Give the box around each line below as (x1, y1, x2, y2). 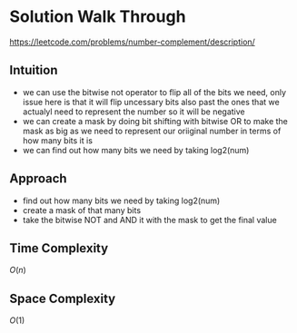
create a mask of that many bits (22, 204, 142, 215)
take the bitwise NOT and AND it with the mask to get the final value (22, 214, 277, 225)
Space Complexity (9, 290, 116, 306)
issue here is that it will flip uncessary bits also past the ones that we (22, 96, 280, 107)
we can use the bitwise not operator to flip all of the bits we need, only (22, 86, 287, 97)
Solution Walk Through (9, 6, 186, 27)
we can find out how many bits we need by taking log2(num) (22, 144, 250, 155)
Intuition (9, 63, 58, 78)
